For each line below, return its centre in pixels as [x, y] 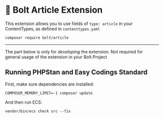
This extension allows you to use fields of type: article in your [69, 24]
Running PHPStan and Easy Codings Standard [76, 72]
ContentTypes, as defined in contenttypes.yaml [52, 28]
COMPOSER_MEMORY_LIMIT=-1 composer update [49, 93]
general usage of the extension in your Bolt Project [56, 57]
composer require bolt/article [37, 38]
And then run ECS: [24, 102]
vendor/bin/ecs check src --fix [38, 111]
